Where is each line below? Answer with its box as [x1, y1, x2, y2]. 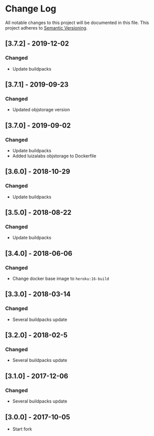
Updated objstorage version [12, 107, 70, 113]
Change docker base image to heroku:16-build [12, 276, 110, 282]
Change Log [5, 3, 56, 15]
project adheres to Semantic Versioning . [5, 25, 88, 31]
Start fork [12, 426, 32, 432]
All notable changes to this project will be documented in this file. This [5, 20, 150, 26]
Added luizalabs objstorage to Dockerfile [12, 153, 96, 159]
